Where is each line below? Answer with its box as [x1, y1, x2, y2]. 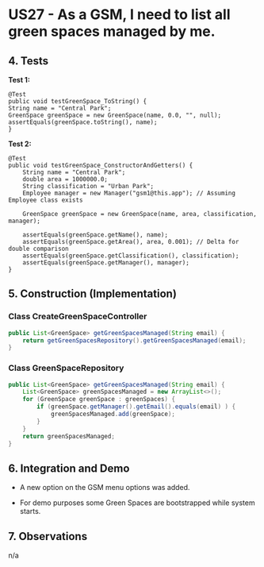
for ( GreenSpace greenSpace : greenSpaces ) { [22, 395, 176, 403]
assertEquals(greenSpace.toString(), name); [8, 118, 158, 126]
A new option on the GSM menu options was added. [19, 483, 190, 492]
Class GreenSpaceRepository [8, 363, 124, 374]
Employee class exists [8, 196, 83, 204]
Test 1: [8, 75, 30, 84]
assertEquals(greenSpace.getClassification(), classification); [22, 252, 239, 260]
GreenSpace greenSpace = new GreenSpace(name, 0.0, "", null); [8, 111, 222, 119]
